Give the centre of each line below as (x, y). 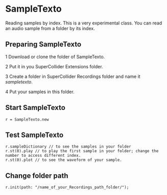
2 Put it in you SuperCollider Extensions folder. (54, 66)
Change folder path (37, 175)
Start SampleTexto (35, 108)
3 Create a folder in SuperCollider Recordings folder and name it (73, 76)
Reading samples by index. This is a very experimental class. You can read (84, 23)
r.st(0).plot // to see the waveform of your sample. (64, 160)
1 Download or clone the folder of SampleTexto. (55, 57)
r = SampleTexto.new (27, 119)
